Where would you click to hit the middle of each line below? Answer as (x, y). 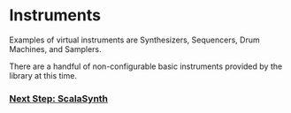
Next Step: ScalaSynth (59, 98)
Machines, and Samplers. (55, 49)
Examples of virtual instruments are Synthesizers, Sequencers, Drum (134, 40)
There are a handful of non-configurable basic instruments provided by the (146, 66)
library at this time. (43, 75)
